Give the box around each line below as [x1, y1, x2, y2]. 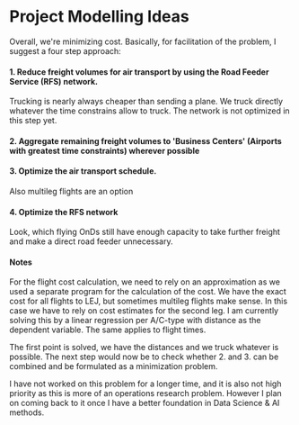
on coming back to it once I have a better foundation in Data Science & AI [9, 398, 280, 409]
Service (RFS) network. [9, 76, 99, 86]
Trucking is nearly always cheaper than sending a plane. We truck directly [9, 96, 284, 107]
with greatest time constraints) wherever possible [9, 145, 200, 156]
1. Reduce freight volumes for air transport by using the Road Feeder [9, 66, 269, 77]
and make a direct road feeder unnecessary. [9, 236, 173, 247]
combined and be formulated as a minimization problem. [9, 361, 218, 372]
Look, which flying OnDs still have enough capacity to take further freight [9, 227, 281, 238]
